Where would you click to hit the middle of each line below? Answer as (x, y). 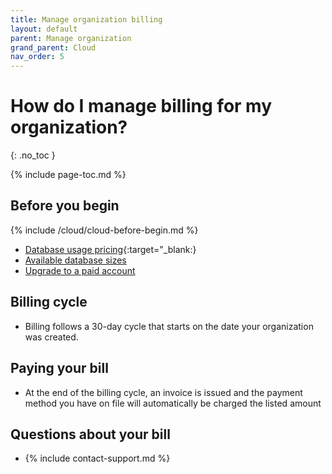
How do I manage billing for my (141, 106)
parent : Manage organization (71, 38)
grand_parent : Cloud (53, 47)
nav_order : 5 (37, 57)
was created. (51, 337)
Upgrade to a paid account (80, 270)
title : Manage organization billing (86, 19)
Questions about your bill (90, 434)
